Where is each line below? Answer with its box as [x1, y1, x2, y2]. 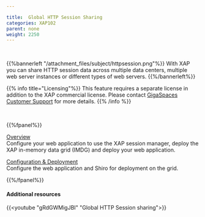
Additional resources [6, 190, 61, 197]
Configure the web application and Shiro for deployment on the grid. [6, 164, 179, 172]
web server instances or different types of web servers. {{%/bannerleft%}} [6, 73, 196, 80]
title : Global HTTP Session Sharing [6, 14, 103, 20]
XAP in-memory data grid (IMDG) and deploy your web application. [6, 146, 176, 153]
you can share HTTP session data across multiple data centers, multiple [6, 67, 188, 74]
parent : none [6, 26, 40, 32]
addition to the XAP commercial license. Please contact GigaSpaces [6, 91, 178, 98]
